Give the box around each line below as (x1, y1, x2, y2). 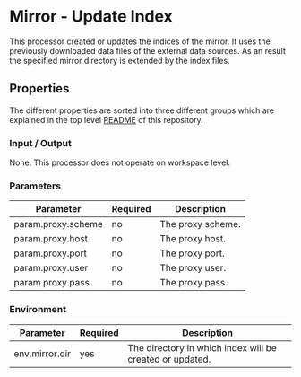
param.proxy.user (13, 262, 89, 275)
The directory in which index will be (127, 341, 278, 354)
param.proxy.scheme (13, 218, 103, 231)
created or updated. (127, 353, 211, 365)
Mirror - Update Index (9, 6, 173, 27)
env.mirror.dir (13, 347, 72, 360)
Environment (9, 303, 67, 316)
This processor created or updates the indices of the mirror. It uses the (9, 36, 271, 47)
